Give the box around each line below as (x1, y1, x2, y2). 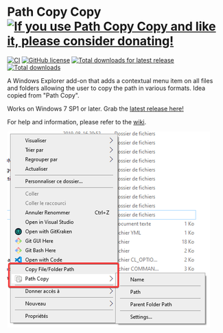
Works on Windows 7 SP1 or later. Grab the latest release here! (7, 104, 184, 113)
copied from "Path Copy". (7, 91, 80, 100)
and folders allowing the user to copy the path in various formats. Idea (7, 84, 206, 92)
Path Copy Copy (7, 4, 102, 20)
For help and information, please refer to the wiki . (7, 117, 147, 126)
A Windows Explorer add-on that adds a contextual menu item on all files (7, 76, 213, 84)
